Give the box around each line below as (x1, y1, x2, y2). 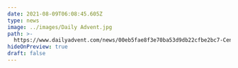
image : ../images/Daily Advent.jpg (7, 23, 113, 30)
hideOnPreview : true (7, 43, 69, 50)
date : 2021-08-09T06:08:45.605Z (7, 10, 103, 18)
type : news (7, 17, 40, 24)
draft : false (7, 50, 46, 57)
